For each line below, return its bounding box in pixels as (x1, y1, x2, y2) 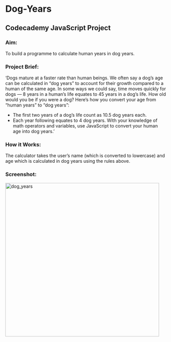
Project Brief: (5, 63, 39, 70)
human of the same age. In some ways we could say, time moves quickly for (5, 85, 166, 92)
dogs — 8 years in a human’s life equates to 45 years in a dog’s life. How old (5, 91, 166, 97)
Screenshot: (5, 171, 37, 178)
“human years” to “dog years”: (5, 102, 70, 108)
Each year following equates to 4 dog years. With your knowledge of (12, 117, 158, 123)
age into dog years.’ (12, 129, 55, 135)
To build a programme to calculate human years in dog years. (5, 50, 135, 56)
